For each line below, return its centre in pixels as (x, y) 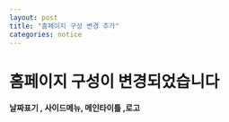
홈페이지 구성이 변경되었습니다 (114, 81)
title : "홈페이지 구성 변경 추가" (64, 26)
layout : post (34, 17)
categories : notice (46, 34)
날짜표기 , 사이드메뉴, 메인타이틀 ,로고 (75, 108)
